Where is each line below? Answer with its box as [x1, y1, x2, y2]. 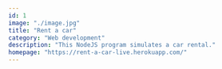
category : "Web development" [8, 33, 105, 42]
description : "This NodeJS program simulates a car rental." [8, 41, 216, 49]
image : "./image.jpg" [8, 19, 81, 27]
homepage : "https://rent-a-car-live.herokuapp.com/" [8, 48, 188, 56]
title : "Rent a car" [8, 26, 77, 34]
